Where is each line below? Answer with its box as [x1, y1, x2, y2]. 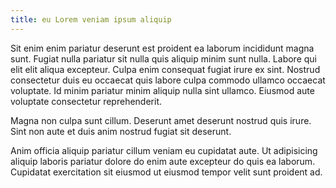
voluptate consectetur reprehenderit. [10, 95, 162, 107]
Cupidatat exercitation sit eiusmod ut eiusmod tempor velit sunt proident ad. [10, 166, 323, 178]
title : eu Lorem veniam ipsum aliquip [10, 14, 172, 25]
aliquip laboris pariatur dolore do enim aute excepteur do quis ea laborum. [10, 155, 316, 167]
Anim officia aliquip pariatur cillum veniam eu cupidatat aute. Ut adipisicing [10, 144, 318, 156]
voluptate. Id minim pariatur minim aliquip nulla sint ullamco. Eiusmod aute [10, 84, 315, 96]
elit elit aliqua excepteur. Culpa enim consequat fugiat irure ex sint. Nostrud [10, 63, 321, 75]
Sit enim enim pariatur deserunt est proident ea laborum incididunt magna [10, 42, 315, 54]
